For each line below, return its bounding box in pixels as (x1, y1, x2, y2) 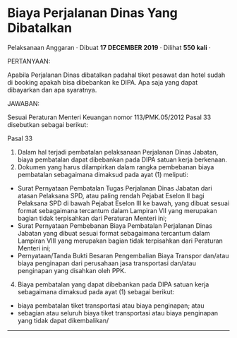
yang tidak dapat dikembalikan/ (17, 316, 109, 325)
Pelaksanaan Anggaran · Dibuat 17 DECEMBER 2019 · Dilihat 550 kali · (7, 43, 211, 52)
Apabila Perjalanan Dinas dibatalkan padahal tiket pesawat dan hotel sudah (7, 71, 226, 79)
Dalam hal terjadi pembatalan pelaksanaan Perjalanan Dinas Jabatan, (17, 147, 219, 156)
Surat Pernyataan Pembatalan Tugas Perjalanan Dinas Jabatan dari (17, 183, 213, 192)
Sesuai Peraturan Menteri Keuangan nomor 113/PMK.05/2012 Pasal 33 (7, 113, 212, 121)
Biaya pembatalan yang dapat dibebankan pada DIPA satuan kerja (17, 280, 209, 289)
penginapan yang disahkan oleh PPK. (17, 266, 126, 274)
